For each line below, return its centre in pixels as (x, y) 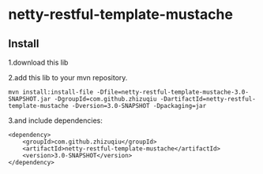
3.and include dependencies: (55, 120)
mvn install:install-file (51, 92)
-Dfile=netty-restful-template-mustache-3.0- (172, 92)
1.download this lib (38, 62)
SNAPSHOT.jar (30, 99)
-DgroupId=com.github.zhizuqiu (105, 99)
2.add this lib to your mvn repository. (68, 78)
